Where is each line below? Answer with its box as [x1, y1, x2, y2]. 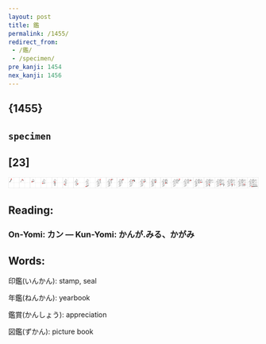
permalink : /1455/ [8, 29, 69, 37]
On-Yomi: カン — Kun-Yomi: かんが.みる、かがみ [8, 229, 195, 240]
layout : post [8, 13, 52, 21]
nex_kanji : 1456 [8, 72, 62, 79]
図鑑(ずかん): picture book [8, 327, 94, 337]
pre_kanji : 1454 [8, 64, 62, 72]
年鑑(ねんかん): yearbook [8, 293, 91, 303]
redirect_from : [8, 38, 59, 46]
